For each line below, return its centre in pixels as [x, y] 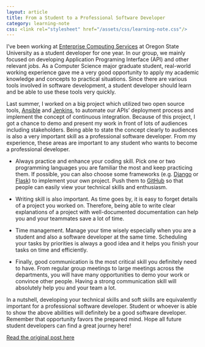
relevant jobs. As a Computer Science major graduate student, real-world [99, 66]
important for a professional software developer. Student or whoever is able [102, 306]
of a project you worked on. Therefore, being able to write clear [95, 206]
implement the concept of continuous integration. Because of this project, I [101, 117]
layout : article [27, 12]
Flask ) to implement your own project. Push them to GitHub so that [99, 181]
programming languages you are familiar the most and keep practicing [104, 168]
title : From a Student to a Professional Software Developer [86, 18]
